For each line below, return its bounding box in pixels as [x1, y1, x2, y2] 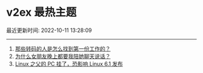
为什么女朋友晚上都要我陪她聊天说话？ [14, 52, 111, 60]
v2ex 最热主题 [6, 5, 77, 19]
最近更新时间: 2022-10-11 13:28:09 [6, 27, 92, 34]
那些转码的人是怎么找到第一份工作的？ [14, 45, 111, 52]
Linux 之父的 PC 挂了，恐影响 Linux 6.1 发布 [14, 60, 123, 67]
